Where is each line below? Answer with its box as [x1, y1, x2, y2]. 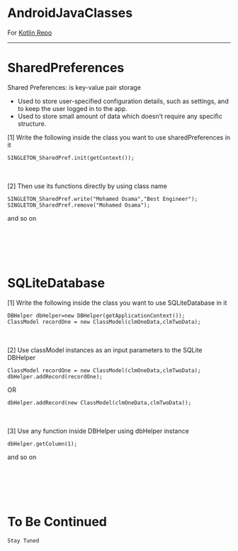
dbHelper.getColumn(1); [7, 440, 78, 447]
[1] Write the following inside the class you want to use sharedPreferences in [7, 133, 231, 141]
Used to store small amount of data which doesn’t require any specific [17, 112, 223, 120]
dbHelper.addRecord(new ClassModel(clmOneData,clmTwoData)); [7, 399, 192, 406]
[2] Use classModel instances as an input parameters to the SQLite [7, 345, 203, 354]
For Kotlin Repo [7, 28, 52, 37]
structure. [17, 119, 47, 128]
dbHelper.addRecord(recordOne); [7, 373, 103, 380]
